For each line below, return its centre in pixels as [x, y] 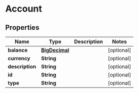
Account [24, 9]
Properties [22, 28]
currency [19, 58]
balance [18, 50]
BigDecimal [55, 50]
